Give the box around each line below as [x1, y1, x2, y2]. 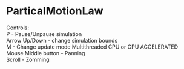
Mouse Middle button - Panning [6, 49, 85, 56]
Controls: [6, 24, 29, 31]
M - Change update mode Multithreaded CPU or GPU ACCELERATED [6, 43, 179, 50]
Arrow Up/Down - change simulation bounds [6, 37, 118, 44]
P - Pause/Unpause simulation [6, 30, 82, 37]
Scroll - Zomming [6, 56, 50, 63]
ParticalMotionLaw [6, 4, 104, 18]
